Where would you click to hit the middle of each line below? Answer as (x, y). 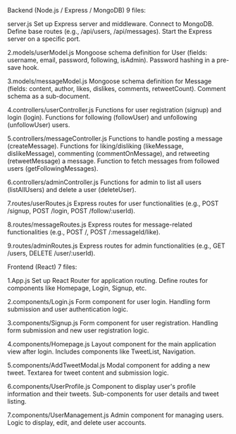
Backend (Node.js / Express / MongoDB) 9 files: (77, 10)
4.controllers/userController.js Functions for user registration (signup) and (114, 110)
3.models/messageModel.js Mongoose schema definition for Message (110, 81)
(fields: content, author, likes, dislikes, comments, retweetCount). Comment (117, 89)
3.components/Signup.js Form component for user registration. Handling (113, 323)
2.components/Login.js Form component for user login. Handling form (109, 302)
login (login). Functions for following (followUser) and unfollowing (102, 117)
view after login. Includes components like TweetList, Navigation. (101, 351)
